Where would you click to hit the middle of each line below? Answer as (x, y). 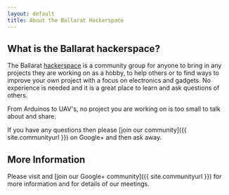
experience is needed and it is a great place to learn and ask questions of (113, 88)
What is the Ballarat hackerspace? (84, 49)
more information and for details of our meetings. (78, 184)
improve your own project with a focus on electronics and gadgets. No (109, 81)
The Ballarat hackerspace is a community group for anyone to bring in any (115, 66)
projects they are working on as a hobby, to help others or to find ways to (113, 73)
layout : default (31, 14)
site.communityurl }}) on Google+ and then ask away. (85, 137)
